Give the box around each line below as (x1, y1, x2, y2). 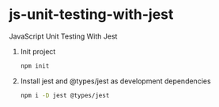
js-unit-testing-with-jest (9, 6, 174, 24)
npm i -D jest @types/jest (20, 91, 110, 99)
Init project (20, 46, 56, 56)
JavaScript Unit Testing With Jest (9, 31, 118, 41)
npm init (20, 61, 50, 70)
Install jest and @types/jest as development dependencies (20, 76, 212, 86)
